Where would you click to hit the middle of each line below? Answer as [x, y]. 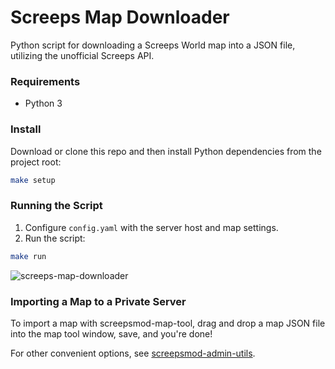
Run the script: [55, 238]
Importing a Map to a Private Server [98, 301]
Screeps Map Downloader [120, 17]
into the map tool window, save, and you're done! [111, 333]
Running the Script [56, 206]
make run [28, 256]
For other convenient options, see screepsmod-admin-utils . [133, 353]
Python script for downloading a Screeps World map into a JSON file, [153, 45]
